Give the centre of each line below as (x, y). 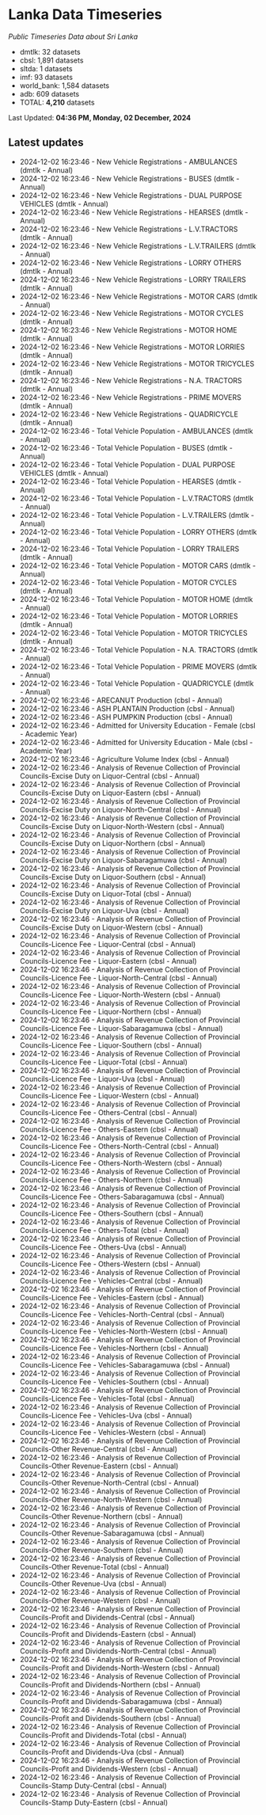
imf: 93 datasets (46, 77)
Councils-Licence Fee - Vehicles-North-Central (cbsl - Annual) (122, 1314)
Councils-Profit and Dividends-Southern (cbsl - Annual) (110, 1718)
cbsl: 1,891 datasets (51, 60)
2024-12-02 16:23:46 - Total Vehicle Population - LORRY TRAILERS (129, 549)
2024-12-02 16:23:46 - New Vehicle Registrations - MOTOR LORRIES (132, 347)
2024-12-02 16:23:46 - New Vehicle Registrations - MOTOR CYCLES (131, 313)
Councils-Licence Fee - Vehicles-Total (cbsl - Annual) (107, 1398)
